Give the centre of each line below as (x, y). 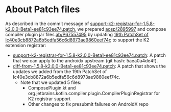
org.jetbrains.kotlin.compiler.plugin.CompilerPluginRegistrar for (94, 93)
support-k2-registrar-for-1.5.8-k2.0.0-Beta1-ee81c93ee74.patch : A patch (89, 55)
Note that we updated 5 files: (51, 82)
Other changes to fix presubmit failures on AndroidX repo (88, 104)
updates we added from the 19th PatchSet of (60, 71)
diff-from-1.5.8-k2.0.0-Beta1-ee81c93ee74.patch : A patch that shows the (89, 66)
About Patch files (43, 9)
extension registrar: (26, 45)
